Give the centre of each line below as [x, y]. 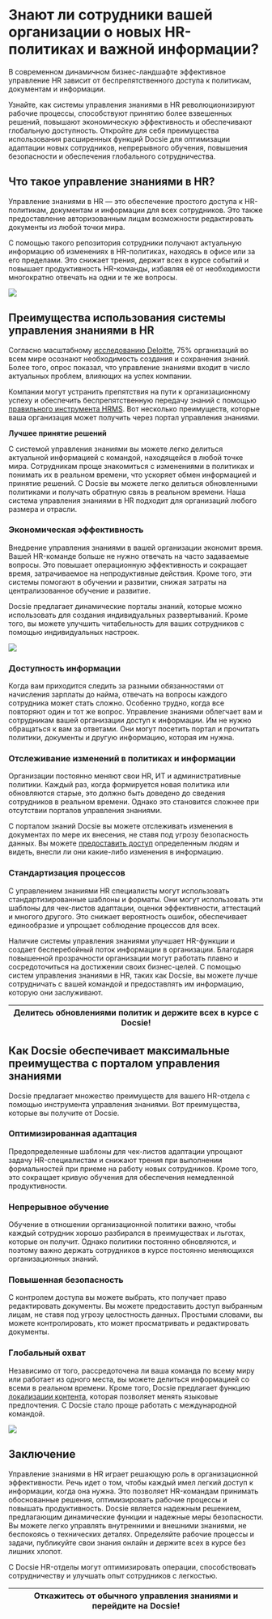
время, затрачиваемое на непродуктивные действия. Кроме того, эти [130, 573]
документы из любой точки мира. [67, 227]
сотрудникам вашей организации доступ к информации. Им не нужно [130, 720]
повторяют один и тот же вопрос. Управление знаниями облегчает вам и [136, 712]
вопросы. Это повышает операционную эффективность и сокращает [128, 565]
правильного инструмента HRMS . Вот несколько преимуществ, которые [134, 409]
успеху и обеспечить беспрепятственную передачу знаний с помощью [132, 400]
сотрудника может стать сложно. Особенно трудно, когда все [117, 703]
